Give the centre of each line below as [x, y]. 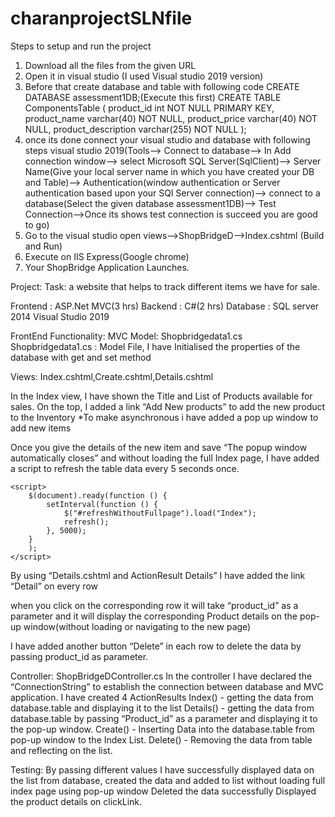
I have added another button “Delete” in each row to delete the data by [156, 646]
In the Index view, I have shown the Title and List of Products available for [161, 396]
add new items [41, 428]
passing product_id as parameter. [79, 656]
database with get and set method [81, 357]
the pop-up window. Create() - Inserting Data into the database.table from [162, 729]
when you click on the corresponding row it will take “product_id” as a [154, 605]
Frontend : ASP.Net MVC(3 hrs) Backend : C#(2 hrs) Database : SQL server [165, 306]
